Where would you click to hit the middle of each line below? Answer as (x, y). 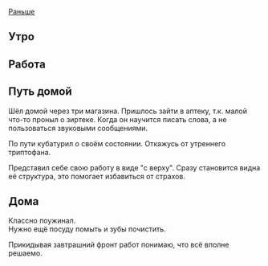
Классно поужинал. (42, 221)
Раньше (22, 12)
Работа (27, 64)
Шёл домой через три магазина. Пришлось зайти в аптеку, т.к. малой (128, 111)
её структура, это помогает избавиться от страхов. (97, 176)
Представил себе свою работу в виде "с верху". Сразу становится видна (134, 167)
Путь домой (40, 92)
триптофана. (30, 152)
